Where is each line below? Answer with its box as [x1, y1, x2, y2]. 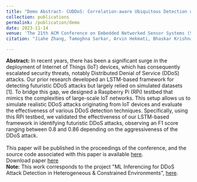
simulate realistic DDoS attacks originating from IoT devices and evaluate [6, 101, 183, 107]
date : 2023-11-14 [6, 25, 49, 31]
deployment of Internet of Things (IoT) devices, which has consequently [6, 63, 181, 70]
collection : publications [6, 14, 69, 20]
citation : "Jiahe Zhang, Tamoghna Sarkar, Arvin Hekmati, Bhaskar [6, 36, 172, 42]
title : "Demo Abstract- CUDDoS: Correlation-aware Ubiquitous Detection [6, 8, 188, 15]
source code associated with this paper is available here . [6, 151, 144, 157]
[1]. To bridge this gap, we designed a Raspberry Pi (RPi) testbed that [6, 89, 173, 95]
